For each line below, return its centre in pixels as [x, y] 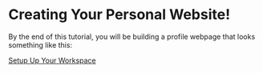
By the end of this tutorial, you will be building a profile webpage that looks [132, 36]
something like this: [40, 44]
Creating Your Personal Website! [119, 15]
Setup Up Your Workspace [52, 60]
